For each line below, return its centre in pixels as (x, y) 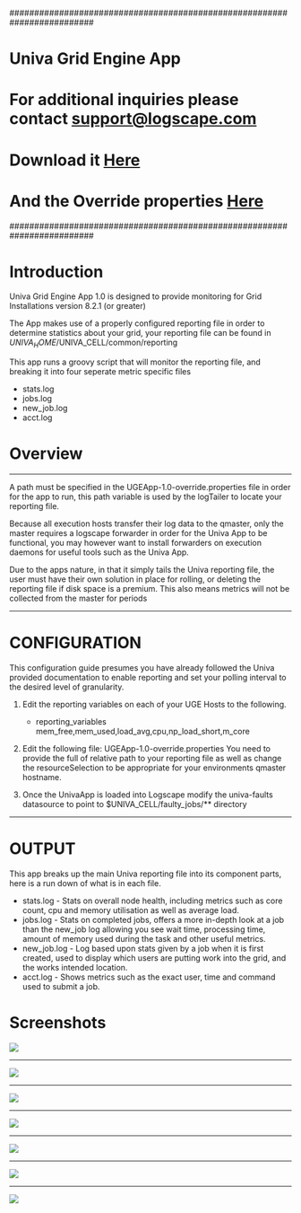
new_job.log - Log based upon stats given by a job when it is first (143, 949)
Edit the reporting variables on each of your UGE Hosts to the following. (154, 705)
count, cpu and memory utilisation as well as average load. (131, 910)
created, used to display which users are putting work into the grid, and (154, 958)
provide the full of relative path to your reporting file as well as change (152, 759)
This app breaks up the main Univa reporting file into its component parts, (146, 874)
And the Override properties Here (137, 201)
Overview (46, 454)
